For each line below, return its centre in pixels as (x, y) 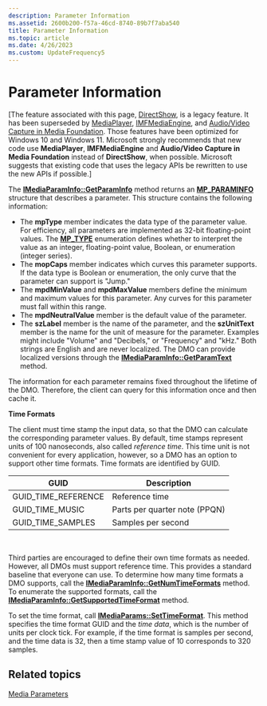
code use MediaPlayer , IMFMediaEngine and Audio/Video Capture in (124, 148)
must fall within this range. (63, 306)
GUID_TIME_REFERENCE (59, 496)
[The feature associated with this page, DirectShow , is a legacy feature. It (128, 114)
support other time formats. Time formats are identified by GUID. (114, 463)
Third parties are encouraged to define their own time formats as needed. (129, 557)
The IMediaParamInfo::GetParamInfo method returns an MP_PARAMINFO (131, 189)
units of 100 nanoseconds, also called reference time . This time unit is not (129, 446)
